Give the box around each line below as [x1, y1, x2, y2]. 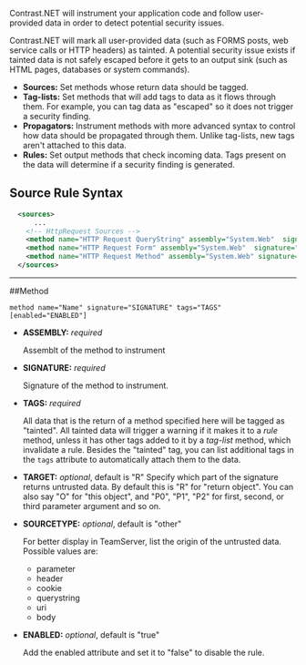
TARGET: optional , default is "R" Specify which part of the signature [22, 471, 280, 482]
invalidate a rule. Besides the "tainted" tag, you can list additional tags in [22, 444, 294, 455]
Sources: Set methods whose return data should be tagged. [22, 82, 249, 92]
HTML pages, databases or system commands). [9, 64, 190, 75]
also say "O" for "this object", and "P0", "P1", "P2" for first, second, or [22, 491, 285, 502]
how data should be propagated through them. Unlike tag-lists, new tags [22, 130, 295, 140]
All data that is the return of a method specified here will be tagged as [22, 414, 285, 426]
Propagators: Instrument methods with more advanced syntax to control [22, 120, 296, 131]
